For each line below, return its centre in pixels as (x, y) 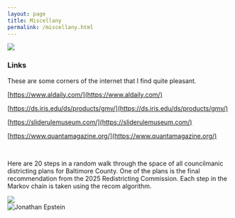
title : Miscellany (34, 21)
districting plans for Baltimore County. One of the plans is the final (104, 170)
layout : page (27, 14)
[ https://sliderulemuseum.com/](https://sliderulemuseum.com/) (100, 122)
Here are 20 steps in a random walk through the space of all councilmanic (115, 163)
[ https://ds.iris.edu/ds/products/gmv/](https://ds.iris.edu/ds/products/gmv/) (118, 108)
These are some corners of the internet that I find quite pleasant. (102, 81)
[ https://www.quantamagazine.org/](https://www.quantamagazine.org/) (112, 136)
